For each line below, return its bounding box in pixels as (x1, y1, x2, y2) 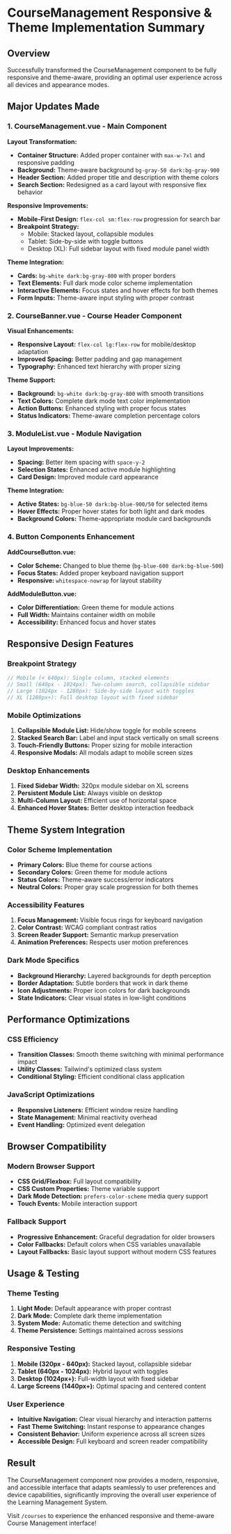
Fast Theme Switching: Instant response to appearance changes (17, 1422, 205, 1430)
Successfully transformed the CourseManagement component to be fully (7, 66, 217, 74)
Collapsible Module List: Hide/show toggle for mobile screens (17, 726, 197, 735)
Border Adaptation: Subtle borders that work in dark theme (17, 979, 189, 987)
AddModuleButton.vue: (7, 589, 77, 598)
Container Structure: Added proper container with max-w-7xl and (17, 151, 205, 159)
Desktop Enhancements (7, 765, 90, 775)
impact (17, 1057, 38, 1066)
